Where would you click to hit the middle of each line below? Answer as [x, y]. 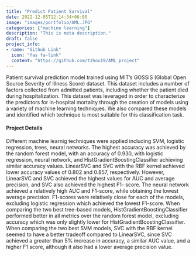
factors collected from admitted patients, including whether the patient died [97, 90]
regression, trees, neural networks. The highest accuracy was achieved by [96, 147]
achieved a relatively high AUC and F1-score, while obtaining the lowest [92, 190]
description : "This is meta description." [59, 33]
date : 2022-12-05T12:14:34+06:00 [47, 17]
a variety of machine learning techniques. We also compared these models [96, 108]
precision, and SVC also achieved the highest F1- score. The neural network [97, 185]
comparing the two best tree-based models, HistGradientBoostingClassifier [97, 209]
